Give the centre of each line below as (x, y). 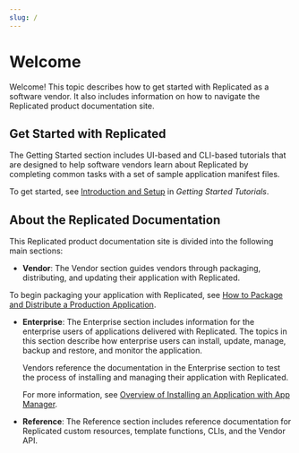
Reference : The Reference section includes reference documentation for (157, 422)
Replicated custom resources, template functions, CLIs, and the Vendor (154, 432)
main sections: (36, 251)
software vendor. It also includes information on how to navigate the (135, 96)
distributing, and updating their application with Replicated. (131, 278)
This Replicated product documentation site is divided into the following (141, 242)
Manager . (40, 405)
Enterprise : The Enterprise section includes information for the (138, 322)
